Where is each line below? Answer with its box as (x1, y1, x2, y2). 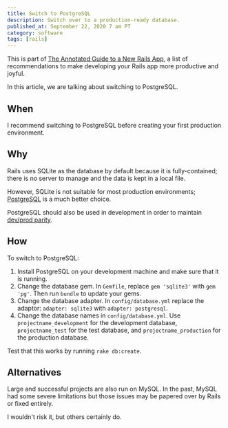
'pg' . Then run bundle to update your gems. (17, 289, 142, 298)
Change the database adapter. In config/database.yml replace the (17, 296, 205, 304)
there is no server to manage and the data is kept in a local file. (7, 174, 186, 182)
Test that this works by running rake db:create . (7, 347, 142, 355)
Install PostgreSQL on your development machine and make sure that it (17, 267, 219, 275)
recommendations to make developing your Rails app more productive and (7, 62, 219, 70)
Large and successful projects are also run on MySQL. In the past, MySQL (7, 385, 217, 393)
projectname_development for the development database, (17, 318, 178, 327)
